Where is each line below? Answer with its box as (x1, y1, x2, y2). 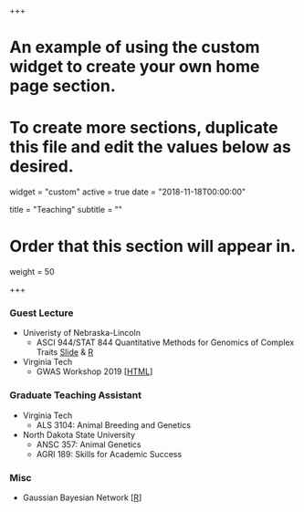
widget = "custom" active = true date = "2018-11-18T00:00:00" (9, 186, 246, 197)
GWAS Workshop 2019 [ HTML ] (36, 366, 153, 377)
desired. (9, 156, 74, 177)
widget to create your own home (9, 57, 260, 78)
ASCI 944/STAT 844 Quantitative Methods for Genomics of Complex (36, 337, 295, 348)
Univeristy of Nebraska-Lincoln (22, 328, 142, 339)
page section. (9, 76, 116, 97)
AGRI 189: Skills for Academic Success (36, 448, 183, 459)
